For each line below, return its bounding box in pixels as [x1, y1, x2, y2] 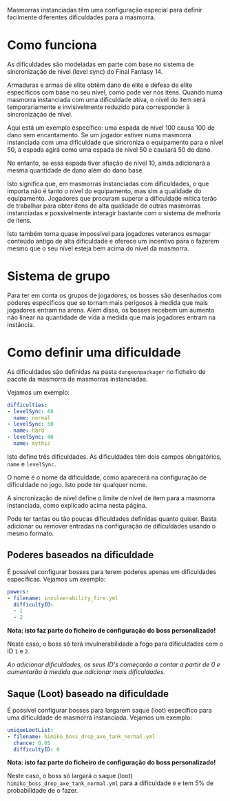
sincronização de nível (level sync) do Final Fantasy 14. [7, 67, 163, 75]
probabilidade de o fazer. [7, 787, 79, 795]
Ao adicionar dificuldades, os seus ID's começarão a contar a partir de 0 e [7, 660, 220, 669]
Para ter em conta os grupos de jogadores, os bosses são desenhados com [7, 291, 222, 299]
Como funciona [7, 37, 98, 53]
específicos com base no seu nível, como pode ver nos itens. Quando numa [7, 88, 222, 96]
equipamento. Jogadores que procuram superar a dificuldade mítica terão [7, 194, 217, 202]
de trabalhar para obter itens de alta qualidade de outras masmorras [7, 201, 201, 210]
